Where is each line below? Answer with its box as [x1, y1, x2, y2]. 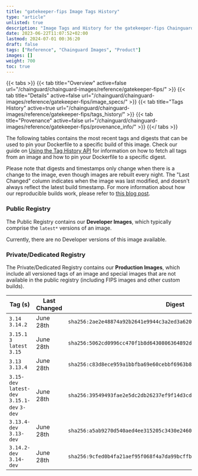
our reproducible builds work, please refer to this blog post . [6, 190, 150, 197]
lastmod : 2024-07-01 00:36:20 [6, 36, 81, 42]
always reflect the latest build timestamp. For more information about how [6, 184, 186, 191]
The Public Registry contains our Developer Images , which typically [6, 218, 172, 225]
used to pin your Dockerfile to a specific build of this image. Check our [6, 141, 178, 148]
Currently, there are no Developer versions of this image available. [6, 236, 167, 243]
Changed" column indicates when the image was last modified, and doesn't [6, 177, 190, 184]
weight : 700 [6, 58, 35, 64]
